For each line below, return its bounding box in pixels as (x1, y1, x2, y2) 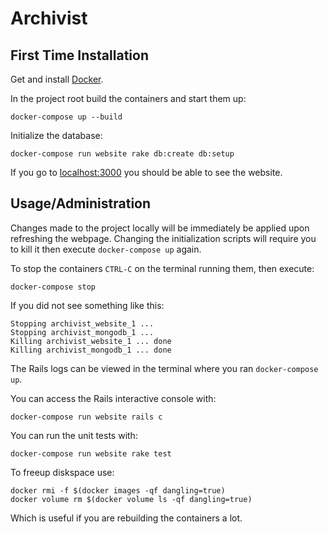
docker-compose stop (10, 282, 97, 292)
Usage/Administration (10, 195, 152, 212)
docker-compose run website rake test (10, 448, 172, 459)
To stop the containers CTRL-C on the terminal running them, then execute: (10, 262, 315, 274)
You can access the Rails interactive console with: (10, 392, 217, 404)
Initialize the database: (10, 130, 103, 141)
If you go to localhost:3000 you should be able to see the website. (10, 167, 283, 178)
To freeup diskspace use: (10, 466, 115, 478)
